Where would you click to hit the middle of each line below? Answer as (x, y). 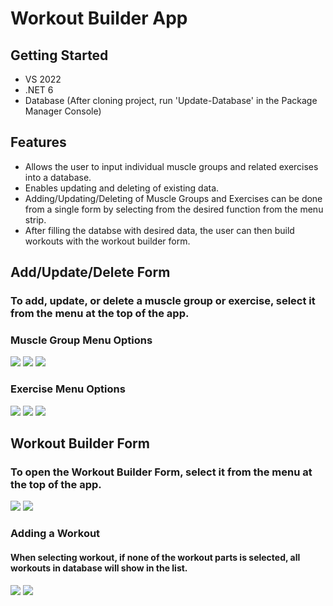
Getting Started (59, 55)
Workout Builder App (99, 18)
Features (38, 142)
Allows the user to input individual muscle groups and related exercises (171, 166)
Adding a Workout (55, 534)
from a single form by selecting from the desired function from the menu (174, 209)
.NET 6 (39, 90)
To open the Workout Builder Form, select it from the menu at (161, 472)
